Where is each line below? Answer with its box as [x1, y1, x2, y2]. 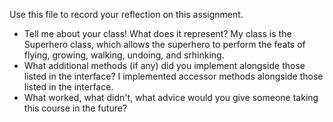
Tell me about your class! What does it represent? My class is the [23, 28, 292, 39]
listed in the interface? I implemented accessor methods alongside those [23, 70, 324, 82]
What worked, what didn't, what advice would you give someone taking [23, 92, 319, 103]
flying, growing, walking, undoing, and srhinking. [23, 49, 225, 61]
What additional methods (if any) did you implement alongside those [23, 60, 306, 71]
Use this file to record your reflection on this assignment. [9, 9, 244, 20]
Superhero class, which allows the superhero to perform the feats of [23, 39, 306, 50]
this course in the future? [23, 102, 128, 114]
